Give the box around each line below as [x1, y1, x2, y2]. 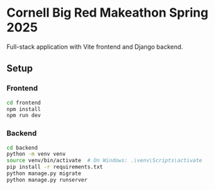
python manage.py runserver [6, 176, 88, 183]
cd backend [6, 144, 38, 151]
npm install [6, 105, 41, 112]
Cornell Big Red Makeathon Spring [6, 5, 209, 21]
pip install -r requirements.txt [6, 164, 103, 171]
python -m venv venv [6, 150, 67, 157]
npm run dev [6, 112, 41, 119]
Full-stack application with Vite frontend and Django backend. [6, 42, 183, 51]
